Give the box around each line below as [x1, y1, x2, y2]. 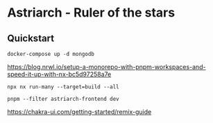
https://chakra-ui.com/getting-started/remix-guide [7, 108, 152, 115]
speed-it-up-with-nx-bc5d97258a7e [7, 70, 112, 78]
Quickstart [7, 32, 55, 44]
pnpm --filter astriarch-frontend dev [7, 95, 119, 102]
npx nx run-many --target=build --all [7, 84, 119, 91]
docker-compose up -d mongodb [7, 50, 95, 57]
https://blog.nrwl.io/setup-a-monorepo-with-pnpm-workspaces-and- [7, 63, 206, 70]
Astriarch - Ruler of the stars [7, 5, 176, 21]
